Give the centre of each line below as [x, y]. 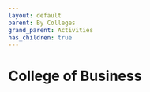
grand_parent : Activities [51, 30]
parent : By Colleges [42, 23]
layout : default [35, 15]
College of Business [75, 76]
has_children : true [40, 37]
